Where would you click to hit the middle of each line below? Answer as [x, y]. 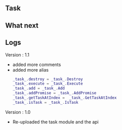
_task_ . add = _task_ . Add [39, 88]
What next [22, 25]
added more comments [37, 64]
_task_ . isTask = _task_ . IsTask [45, 102]
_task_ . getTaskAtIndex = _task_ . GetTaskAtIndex [65, 98]
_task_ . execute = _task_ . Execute [48, 84]
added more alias [30, 70]
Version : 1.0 [18, 112]
